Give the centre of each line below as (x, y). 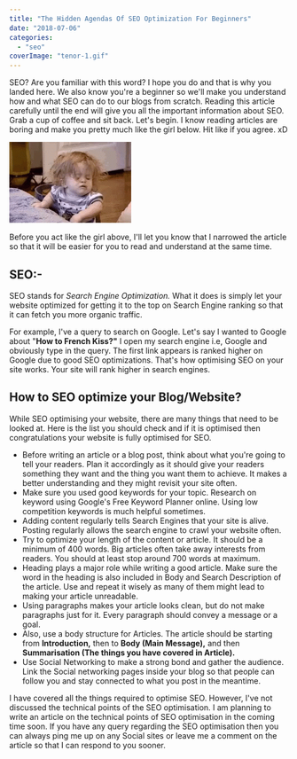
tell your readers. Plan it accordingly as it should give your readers (143, 464)
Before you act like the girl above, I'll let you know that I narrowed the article (148, 237)
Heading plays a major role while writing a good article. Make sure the (149, 567)
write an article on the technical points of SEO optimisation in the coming (142, 716)
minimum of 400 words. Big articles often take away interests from (144, 549)
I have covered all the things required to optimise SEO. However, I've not (141, 698)
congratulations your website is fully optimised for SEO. (110, 437)
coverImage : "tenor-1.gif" (59, 56)
